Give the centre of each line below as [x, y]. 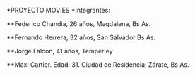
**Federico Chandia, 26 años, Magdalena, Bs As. [79, 24]
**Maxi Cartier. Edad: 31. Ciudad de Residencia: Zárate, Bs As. [98, 65]
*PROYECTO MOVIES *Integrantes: [58, 10]
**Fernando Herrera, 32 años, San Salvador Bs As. [81, 37]
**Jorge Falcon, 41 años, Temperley [60, 51]
